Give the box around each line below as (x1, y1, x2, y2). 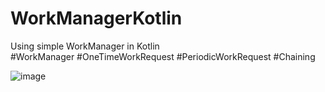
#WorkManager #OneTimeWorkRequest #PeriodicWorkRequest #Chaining (10, 50, 316, 62)
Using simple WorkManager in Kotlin (10, 40, 160, 52)
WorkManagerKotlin (10, 7, 183, 30)
